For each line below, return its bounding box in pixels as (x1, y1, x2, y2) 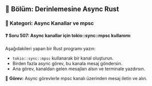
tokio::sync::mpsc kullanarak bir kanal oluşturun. (12, 55, 114, 61)
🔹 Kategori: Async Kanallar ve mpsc (5, 20, 94, 27)
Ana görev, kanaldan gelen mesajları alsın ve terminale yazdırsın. (12, 66, 146, 72)
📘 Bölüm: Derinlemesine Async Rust (5, 5, 119, 13)
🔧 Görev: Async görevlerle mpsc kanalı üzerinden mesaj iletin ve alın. (5, 75, 148, 81)
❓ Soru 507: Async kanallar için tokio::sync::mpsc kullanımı (5, 32, 131, 38)
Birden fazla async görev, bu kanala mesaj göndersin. (12, 60, 123, 66)
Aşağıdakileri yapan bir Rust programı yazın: (5, 45, 96, 51)
